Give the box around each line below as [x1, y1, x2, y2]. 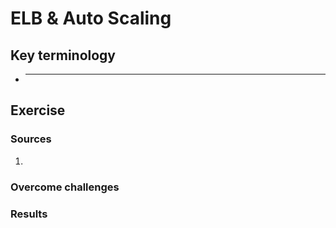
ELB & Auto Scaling [10, 7, 172, 30]
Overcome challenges [10, 180, 120, 194]
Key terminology [10, 47, 117, 64]
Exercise [10, 102, 66, 119]
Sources [10, 132, 52, 146]
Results [10, 207, 48, 221]
